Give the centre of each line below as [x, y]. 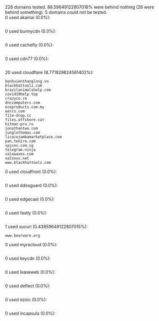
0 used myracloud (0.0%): [31, 245]
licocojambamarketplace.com [34, 137]
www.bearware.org [23, 235]
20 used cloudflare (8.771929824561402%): [49, 72]
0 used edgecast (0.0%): [30, 199]
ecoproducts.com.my [25, 107]
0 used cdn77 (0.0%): [27, 59]
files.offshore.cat [25, 120]
